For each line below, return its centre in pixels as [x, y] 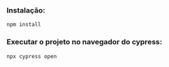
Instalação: [26, 10]
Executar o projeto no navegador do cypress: [84, 42]
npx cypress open [32, 56]
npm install [24, 25]
